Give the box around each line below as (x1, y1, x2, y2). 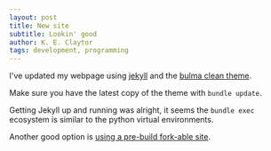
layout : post (9, 12, 58, 22)
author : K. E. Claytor (9, 37, 93, 47)
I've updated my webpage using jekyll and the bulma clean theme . (9, 70, 252, 81)
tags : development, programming (9, 46, 129, 55)
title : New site (9, 21, 69, 30)
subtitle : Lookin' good (9, 29, 98, 38)
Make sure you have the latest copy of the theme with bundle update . (9, 88, 262, 99)
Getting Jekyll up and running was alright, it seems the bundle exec (9, 105, 255, 115)
